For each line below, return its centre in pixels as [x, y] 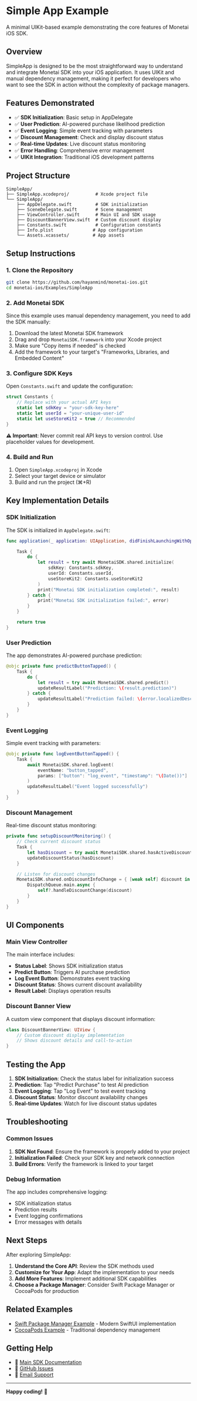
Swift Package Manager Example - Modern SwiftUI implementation [95, 1323]
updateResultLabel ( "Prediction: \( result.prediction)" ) [107, 688]
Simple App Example [57, 11]
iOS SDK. [17, 33]
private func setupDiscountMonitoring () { [59, 836]
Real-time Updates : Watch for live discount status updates [86, 1103]
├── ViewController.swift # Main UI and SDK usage [86, 215]
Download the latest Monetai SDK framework [69, 334]
